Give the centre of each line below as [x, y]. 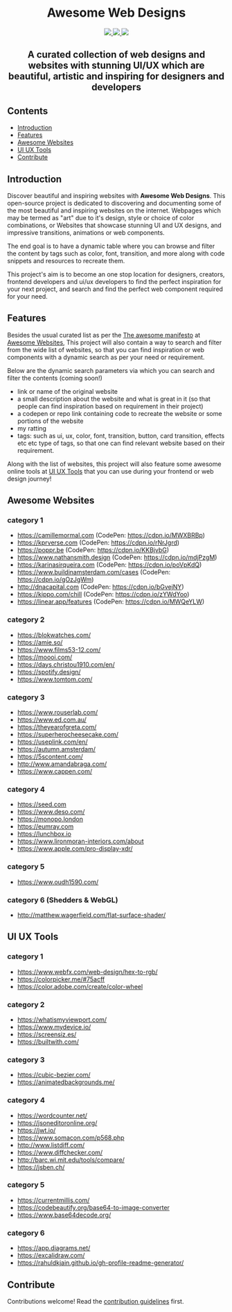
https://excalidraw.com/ [51, 1256]
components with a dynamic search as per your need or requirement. [106, 357]
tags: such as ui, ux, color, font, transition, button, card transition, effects [121, 435]
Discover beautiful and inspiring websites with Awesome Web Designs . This [116, 195]
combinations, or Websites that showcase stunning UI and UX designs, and [114, 225]
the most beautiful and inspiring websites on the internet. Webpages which [114, 210]
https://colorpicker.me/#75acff [61, 979]
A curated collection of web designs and [116, 55]
